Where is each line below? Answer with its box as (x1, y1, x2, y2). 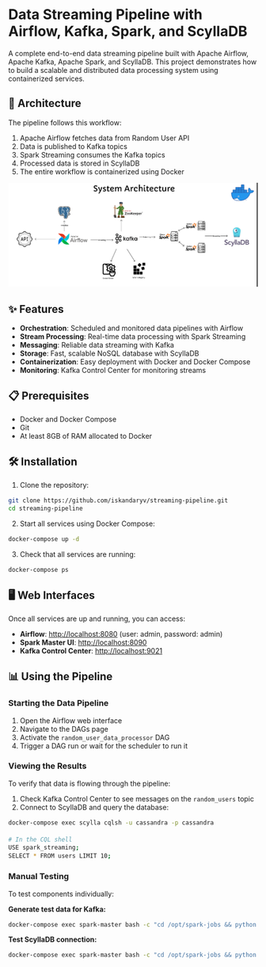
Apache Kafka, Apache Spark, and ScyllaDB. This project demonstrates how (8, 57, 257, 67)
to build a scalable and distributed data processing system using (8, 65, 219, 74)
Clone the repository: (19, 480, 89, 489)
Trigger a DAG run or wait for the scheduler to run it (19, 740, 188, 750)
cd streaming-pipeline (8, 504, 83, 512)
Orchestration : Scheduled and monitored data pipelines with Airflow (19, 323, 244, 333)
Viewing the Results (8, 760, 87, 771)
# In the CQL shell (8, 836, 73, 843)
